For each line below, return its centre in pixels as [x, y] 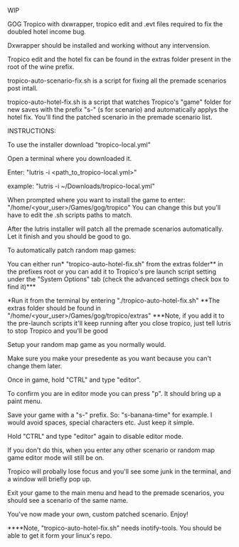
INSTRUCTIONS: [32, 131]
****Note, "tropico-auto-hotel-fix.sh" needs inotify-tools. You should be [115, 528]
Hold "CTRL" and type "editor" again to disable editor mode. [95, 436]
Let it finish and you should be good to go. [69, 236]
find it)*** [22, 287]
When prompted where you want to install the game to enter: [96, 200]
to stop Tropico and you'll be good [58, 331]
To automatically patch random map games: [72, 250]
